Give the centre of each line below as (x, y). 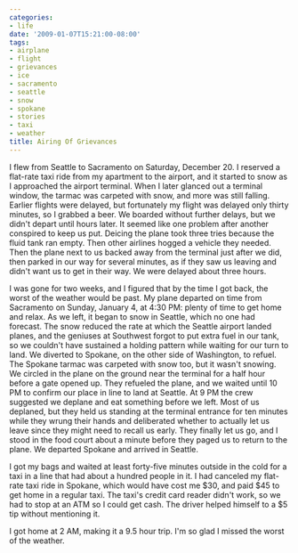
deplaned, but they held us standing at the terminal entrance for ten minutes (149, 411)
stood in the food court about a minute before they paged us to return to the (148, 439)
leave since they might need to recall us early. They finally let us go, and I (144, 430)
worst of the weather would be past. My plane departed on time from (136, 297)
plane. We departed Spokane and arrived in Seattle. (104, 449)
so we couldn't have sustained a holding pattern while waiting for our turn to (149, 345)
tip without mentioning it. (55, 514)
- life (21, 26)
